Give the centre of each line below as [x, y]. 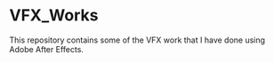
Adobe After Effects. [47, 49]
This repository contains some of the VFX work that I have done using [137, 40]
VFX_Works [54, 15]
